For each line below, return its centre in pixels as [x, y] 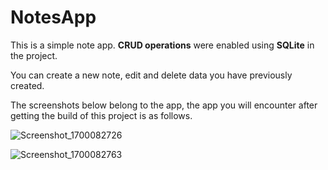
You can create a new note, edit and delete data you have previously [151, 75]
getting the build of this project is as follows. [101, 115]
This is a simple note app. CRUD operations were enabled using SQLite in [162, 45]
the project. [34, 55]
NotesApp [53, 17]
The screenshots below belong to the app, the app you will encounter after [164, 105]
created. [27, 85]
